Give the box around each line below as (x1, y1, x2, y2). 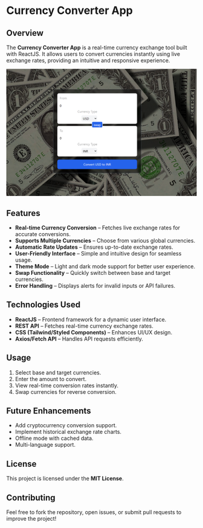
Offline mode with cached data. (14, 435, 94, 442)
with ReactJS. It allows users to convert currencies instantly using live (6, 50, 180, 58)
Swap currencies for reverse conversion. (14, 388, 117, 395)
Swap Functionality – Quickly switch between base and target (14, 269, 171, 276)
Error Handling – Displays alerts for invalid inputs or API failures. (14, 282, 176, 289)
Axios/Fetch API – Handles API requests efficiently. (14, 335, 143, 342)
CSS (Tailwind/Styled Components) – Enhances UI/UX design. (14, 328, 173, 336)
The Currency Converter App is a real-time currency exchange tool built (6, 44, 187, 51)
